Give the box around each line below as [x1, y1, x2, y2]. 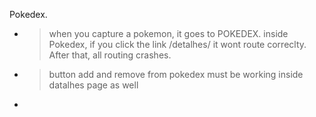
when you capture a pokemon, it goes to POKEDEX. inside [48, 28, 289, 39]
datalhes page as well [48, 79, 139, 91]
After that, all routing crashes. [48, 49, 172, 61]
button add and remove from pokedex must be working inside [48, 69, 304, 80]
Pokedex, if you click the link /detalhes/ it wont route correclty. [48, 39, 307, 50]
